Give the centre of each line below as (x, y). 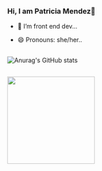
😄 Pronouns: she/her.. (50, 40)
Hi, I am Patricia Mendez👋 (51, 11)
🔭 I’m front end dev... (48, 27)
